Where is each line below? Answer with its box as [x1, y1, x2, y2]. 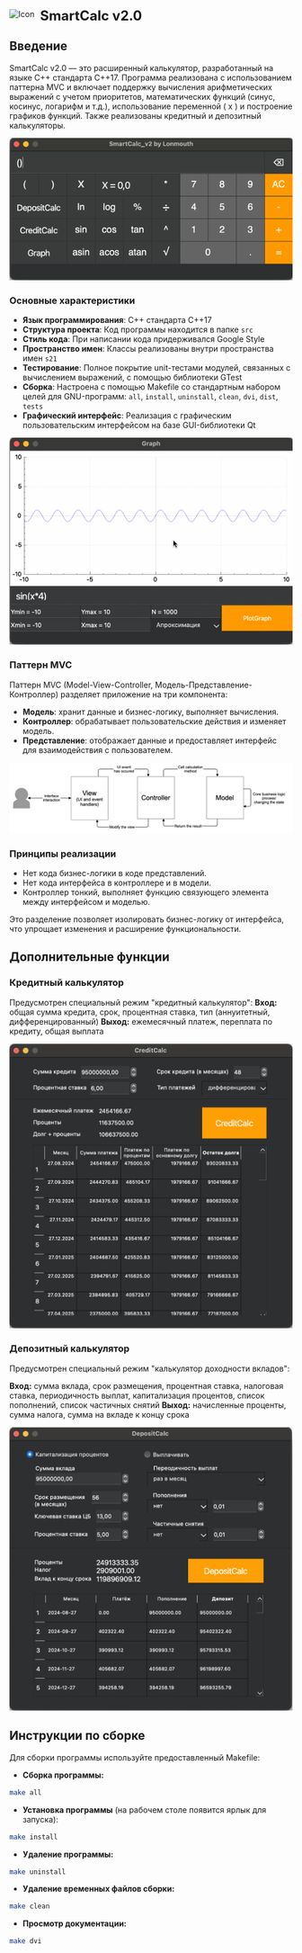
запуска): [22, 1814, 58, 1824]
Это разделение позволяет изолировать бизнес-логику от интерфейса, [9, 914, 285, 925]
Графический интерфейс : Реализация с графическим [22, 409, 232, 421]
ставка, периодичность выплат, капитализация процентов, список [9, 1390, 265, 1401]
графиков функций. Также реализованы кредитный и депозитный [9, 110, 262, 121]
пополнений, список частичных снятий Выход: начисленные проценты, [9, 1399, 287, 1411]
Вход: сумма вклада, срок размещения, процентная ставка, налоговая [9, 1380, 284, 1391]
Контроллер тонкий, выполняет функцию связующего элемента [22, 887, 270, 898]
